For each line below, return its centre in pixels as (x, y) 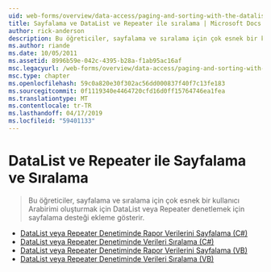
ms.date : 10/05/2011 (43, 53)
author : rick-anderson (46, 31)
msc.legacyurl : (34, 69)
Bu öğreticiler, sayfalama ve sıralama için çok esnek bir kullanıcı (134, 200)
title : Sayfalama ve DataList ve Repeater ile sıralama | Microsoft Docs (135, 23)
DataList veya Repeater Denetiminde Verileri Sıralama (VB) (117, 258)
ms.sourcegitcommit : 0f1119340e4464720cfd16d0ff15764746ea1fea (117, 91)
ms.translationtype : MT (48, 98)
